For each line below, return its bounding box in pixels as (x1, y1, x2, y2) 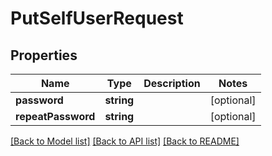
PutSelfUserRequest (10, 7, 184, 30)
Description (143, 77, 201, 90)
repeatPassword (15, 110, 96, 123)
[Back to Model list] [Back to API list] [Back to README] (10, 135, 240, 147)
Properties (10, 47, 78, 64)
